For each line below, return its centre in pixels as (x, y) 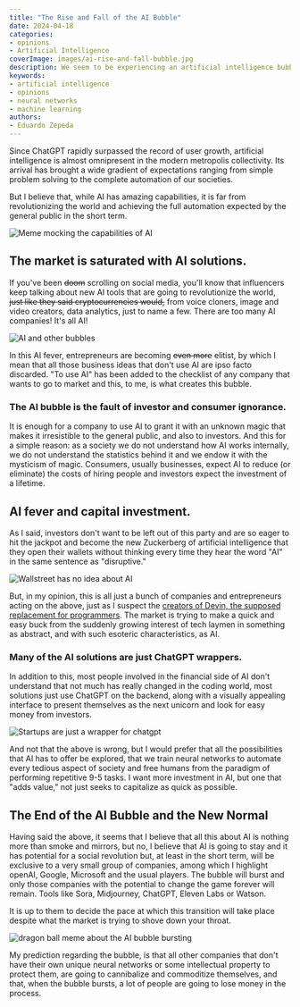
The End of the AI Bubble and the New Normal (139, 815)
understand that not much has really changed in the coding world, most (141, 686)
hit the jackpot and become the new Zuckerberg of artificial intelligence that (149, 542)
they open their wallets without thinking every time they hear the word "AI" (146, 551)
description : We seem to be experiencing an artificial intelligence (142, 68)
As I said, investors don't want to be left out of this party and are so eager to (150, 533)
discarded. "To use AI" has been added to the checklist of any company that (150, 374)
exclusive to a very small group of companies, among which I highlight (139, 865)
